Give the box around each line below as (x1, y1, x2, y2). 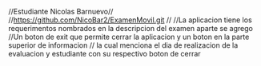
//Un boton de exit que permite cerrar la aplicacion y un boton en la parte (8, 32, 250, 41)
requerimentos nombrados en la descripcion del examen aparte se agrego (8, 24, 254, 33)
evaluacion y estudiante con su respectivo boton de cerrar (8, 49, 202, 58)
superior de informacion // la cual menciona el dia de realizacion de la (8, 41, 239, 50)
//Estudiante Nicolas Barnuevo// (8, 7, 114, 16)
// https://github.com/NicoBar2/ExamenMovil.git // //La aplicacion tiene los (8, 15, 252, 25)
